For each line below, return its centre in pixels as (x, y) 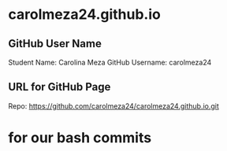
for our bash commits (80, 138)
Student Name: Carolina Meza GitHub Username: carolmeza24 (110, 62)
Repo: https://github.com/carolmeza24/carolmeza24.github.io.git (113, 106)
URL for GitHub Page (60, 87)
